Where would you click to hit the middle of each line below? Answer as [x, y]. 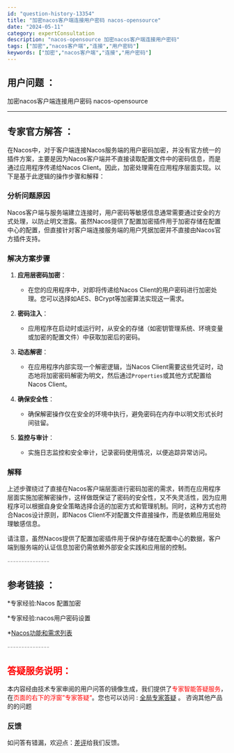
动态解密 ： [33, 352]
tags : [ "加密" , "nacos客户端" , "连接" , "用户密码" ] [73, 46]
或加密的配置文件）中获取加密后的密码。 [86, 337]
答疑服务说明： [39, 671]
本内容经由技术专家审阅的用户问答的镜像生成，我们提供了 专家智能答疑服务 [114, 689]
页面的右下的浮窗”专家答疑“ [53, 698]
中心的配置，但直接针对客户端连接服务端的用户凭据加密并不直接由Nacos [111, 230]
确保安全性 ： [36, 399]
